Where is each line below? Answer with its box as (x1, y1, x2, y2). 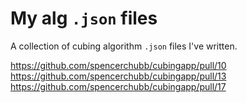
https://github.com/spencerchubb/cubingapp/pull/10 (10, 59, 227, 71)
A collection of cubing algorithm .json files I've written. (10, 40, 238, 52)
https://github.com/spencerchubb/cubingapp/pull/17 (10, 80, 227, 92)
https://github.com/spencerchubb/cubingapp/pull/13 (10, 70, 227, 82)
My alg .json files (10, 7, 158, 30)
